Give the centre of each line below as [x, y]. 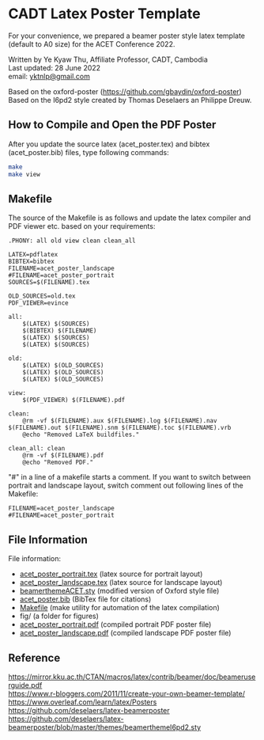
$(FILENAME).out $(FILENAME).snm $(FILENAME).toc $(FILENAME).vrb [120, 428]
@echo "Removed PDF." [58, 463]
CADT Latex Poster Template [104, 14]
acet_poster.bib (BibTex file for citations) [85, 599]
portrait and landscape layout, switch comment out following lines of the [126, 486]
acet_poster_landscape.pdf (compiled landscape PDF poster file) [125, 633]
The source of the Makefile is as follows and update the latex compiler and [130, 218]
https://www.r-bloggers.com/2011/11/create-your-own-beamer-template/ [127, 693]
